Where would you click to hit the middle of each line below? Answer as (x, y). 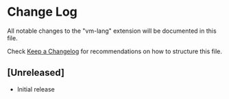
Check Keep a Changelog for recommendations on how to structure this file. (115, 51)
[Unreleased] (36, 73)
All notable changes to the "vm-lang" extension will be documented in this (112, 31)
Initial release (36, 89)
